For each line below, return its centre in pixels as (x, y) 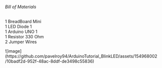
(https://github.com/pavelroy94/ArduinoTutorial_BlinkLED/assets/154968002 (81, 56)
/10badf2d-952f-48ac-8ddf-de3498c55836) (50, 61)
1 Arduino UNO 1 (21, 32)
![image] (13, 51)
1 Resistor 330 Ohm (25, 37)
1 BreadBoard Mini (23, 22)
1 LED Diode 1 (19, 27)
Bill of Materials (21, 7)
